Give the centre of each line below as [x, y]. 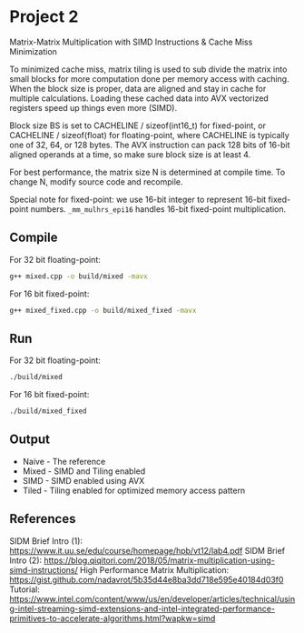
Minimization [33, 51]
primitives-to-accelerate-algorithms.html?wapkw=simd [113, 618]
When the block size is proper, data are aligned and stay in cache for [138, 88]
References [43, 519]
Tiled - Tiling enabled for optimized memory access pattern [134, 490]
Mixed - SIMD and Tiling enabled [84, 471]
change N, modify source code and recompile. [96, 181]
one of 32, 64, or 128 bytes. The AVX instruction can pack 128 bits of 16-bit [150, 145]
